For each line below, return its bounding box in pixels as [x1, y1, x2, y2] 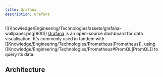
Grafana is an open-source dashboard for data [48, 30, 143, 36]
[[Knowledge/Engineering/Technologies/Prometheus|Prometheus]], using [5, 41, 156, 47]
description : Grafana [5, 12, 50, 17]
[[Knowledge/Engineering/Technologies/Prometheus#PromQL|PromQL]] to [5, 46, 159, 52]
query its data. [5, 51, 35, 57]
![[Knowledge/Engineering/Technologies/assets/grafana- [5, 25, 122, 31]
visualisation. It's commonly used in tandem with [5, 35, 105, 42]
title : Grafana [5, 7, 37, 12]
